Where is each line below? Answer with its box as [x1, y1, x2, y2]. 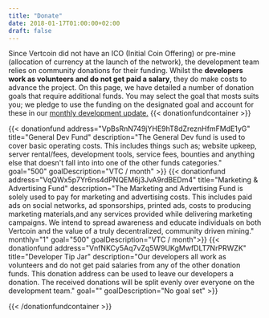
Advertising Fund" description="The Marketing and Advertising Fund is [8, 184, 243, 194]
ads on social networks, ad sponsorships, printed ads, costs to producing [8, 201, 251, 210]
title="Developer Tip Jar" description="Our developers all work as [8, 252, 226, 262]
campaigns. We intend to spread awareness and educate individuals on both [8, 218, 262, 227]
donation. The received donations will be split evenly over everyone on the [8, 278, 255, 287]
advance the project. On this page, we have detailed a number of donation [8, 83, 255, 92]
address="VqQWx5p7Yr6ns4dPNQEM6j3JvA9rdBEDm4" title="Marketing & [8, 175, 259, 185]
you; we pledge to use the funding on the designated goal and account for [8, 100, 255, 109]
